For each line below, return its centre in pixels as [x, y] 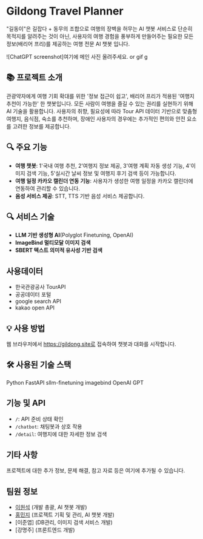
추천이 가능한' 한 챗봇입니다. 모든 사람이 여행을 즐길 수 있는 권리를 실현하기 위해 [100, 104]
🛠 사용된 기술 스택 [39, 365]
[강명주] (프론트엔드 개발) [45, 530]
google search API [38, 302]
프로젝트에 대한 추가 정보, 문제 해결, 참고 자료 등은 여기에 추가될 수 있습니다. [96, 471]
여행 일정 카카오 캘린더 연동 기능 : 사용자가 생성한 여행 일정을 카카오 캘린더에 [104, 180]
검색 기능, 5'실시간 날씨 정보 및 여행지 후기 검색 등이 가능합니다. [101, 173]
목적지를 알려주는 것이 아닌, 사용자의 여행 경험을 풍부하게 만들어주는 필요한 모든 [100, 36]
